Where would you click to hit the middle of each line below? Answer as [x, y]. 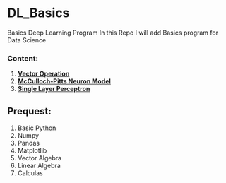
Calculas [30, 173]
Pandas [29, 143]
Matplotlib [32, 150]
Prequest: [29, 111]
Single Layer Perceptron [54, 89]
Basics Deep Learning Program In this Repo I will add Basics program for [113, 33]
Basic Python [37, 128]
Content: [23, 58]
